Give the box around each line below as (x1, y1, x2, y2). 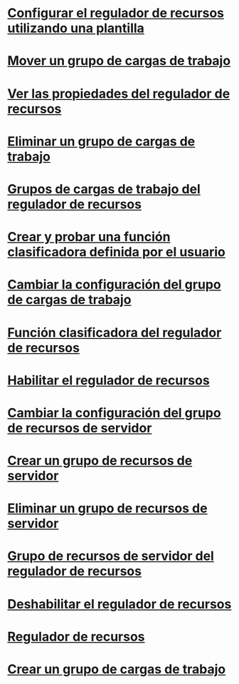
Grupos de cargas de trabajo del (7, 180, 201, 197)
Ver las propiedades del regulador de (7, 86, 230, 101)
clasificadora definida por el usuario (7, 244, 225, 260)
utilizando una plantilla (7, 20, 144, 36)
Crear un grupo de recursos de (7, 453, 193, 469)
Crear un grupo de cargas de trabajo (7, 661, 226, 677)
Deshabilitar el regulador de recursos (7, 596, 232, 612)
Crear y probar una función (7, 229, 171, 245)
